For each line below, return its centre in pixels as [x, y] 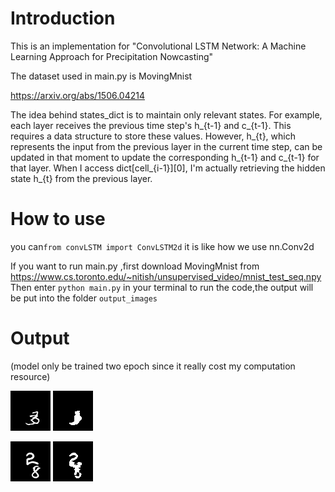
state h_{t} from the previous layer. [81, 178]
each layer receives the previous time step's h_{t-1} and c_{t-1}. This [151, 125]
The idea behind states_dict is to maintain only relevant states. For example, [166, 114]
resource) [30, 376]
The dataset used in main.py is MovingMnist [101, 76]
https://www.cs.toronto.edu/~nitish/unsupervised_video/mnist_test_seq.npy [166, 276]
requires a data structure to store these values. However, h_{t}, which [153, 136]
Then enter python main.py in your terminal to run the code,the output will [162, 287]
